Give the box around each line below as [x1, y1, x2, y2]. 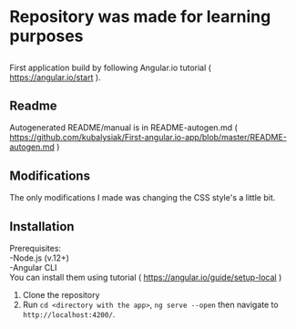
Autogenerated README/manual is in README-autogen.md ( [9, 122, 239, 133]
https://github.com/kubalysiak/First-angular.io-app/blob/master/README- [9, 132, 287, 143]
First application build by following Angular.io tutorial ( [9, 62, 212, 73]
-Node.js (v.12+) [9, 252, 70, 263]
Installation [9, 219, 75, 234]
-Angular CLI [9, 262, 57, 273]
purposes [9, 26, 84, 46]
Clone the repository [22, 290, 100, 301]
